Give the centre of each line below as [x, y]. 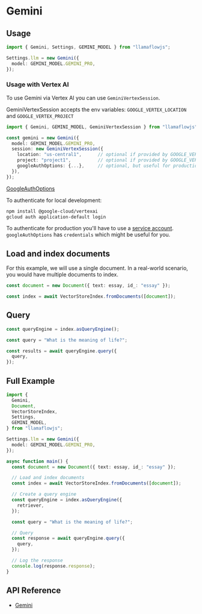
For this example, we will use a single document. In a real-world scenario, [97, 268]
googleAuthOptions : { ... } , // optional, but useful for [94, 166]
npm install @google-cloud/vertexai [52, 211]
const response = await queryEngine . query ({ [68, 538]
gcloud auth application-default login [56, 217]
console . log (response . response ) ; [54, 566]
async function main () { [37, 461]
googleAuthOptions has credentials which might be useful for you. [88, 235]
